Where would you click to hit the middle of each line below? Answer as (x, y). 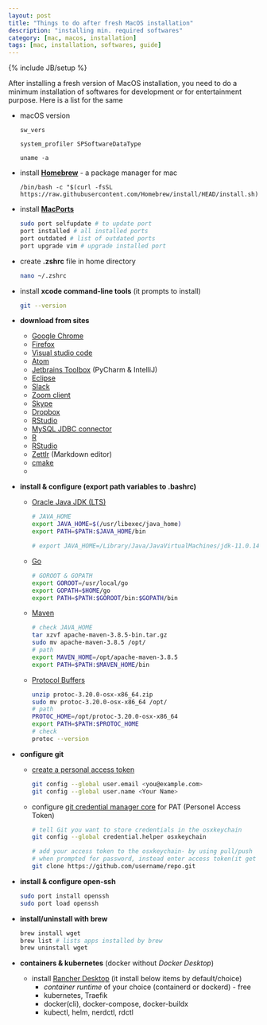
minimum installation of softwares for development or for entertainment (125, 92)
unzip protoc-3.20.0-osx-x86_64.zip (92, 694)
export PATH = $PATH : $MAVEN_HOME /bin (90, 664)
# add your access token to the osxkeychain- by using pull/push (142, 852)
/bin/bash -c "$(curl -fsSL (66, 188)
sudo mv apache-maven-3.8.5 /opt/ (89, 643)
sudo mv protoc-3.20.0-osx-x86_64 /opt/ (99, 702)
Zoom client (51, 396)
